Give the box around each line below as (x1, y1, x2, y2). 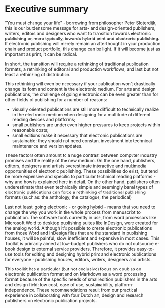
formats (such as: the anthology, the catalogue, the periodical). (5, 194, 133, 200)
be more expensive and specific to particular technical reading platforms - (5, 173, 156, 179)
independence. (5, 287, 36, 293)
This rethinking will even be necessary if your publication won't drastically (5, 80, 156, 87)
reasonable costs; (12, 127, 49, 133)
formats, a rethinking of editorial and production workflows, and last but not (5, 66, 159, 72)
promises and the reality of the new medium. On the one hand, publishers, (5, 157, 156, 163)
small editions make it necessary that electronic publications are (12, 132, 143, 138)
